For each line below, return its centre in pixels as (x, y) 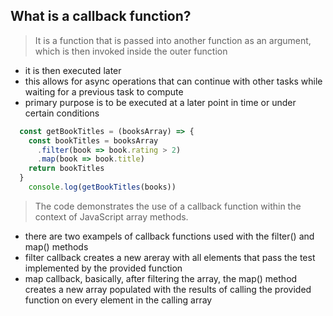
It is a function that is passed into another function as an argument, (173, 40)
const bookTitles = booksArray (93, 140)
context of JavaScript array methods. (111, 216)
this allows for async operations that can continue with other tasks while (173, 81)
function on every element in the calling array (118, 300)
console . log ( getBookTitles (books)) (102, 187)
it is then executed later (73, 70)
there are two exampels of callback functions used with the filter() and (169, 236)
